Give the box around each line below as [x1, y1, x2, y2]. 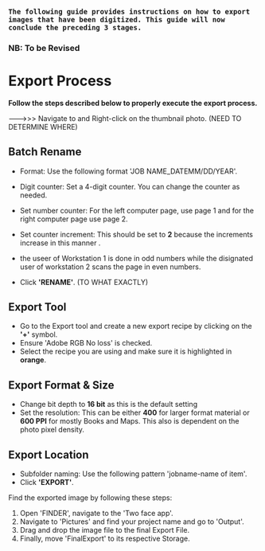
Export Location [8, 447, 89, 461]
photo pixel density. [19, 425, 85, 435]
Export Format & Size [8, 378, 115, 392]
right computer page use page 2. [19, 214, 129, 224]
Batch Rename [8, 145, 82, 158]
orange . [19, 355, 46, 365]
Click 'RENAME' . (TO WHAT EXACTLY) [19, 277, 149, 287]
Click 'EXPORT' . [19, 478, 74, 487]
